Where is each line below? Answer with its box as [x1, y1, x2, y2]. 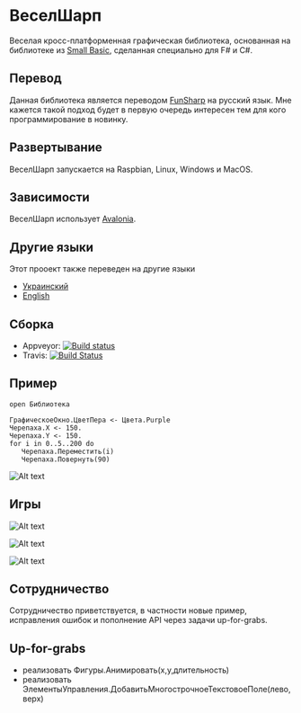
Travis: [22, 350, 48, 361]
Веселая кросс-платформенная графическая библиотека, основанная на [9, 35, 291, 46]
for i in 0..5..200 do [9, 439, 94, 448]
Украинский [22, 281, 69, 292]
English [22, 290, 50, 301]
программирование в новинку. [9, 113, 128, 124]
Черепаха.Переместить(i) [21, 447, 115, 456]
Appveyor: [22, 341, 61, 351]
